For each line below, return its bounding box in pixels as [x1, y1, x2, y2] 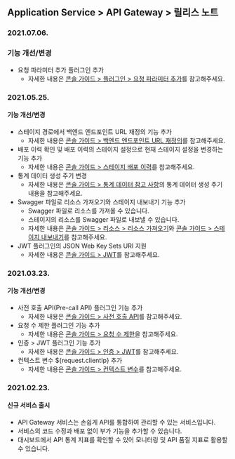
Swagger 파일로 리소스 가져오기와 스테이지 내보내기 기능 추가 [17, 197, 186, 206]
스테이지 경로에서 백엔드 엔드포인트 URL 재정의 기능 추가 [17, 127, 172, 135]
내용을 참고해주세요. [27, 189, 83, 197]
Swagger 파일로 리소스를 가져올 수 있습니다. [27, 206, 149, 215]
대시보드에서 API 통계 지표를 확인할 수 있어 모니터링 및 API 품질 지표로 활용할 [17, 435, 228, 444]
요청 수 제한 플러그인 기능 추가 [17, 321, 100, 329]
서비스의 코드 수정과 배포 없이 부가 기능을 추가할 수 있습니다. [17, 427, 182, 435]
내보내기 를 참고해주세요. [41, 232, 107, 241]
